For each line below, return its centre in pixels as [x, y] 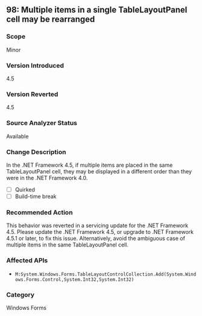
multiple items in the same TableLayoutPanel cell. [67, 245]
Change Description [36, 152]
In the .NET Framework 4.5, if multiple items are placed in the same [90, 165]
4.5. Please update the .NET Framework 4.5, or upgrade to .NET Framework [100, 232]
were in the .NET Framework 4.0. [47, 178]
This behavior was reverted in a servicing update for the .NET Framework [97, 225]
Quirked [25, 189]
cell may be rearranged [51, 20]
